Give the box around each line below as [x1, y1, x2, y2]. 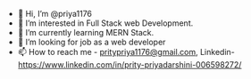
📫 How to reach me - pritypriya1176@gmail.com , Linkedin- [17, 47, 235, 57]
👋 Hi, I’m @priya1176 [17, 9, 92, 19]
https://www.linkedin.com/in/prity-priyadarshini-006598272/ [17, 59, 242, 70]
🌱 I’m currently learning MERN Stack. [17, 28, 155, 37]
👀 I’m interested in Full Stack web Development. [17, 18, 194, 28]
